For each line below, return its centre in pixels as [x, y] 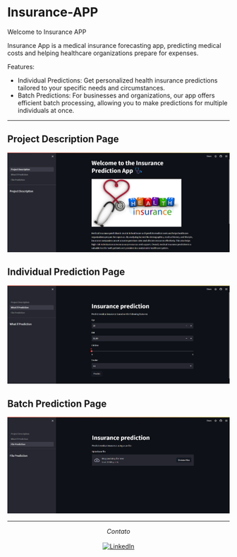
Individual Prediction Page [66, 272]
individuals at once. [46, 110]
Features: [21, 66]
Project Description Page [63, 139]
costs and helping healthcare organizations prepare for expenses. [103, 53]
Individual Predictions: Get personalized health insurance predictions [117, 80]
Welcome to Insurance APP [47, 32]
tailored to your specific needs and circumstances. [91, 88]
